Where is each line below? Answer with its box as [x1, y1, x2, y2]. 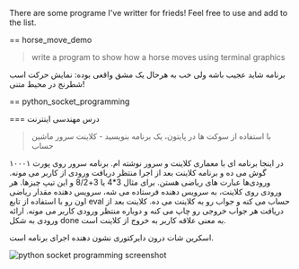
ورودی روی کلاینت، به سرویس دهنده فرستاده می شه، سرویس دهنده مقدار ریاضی [9, 187, 283, 196]
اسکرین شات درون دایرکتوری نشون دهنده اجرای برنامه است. [9, 232, 214, 243]
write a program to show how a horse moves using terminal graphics [31, 52, 286, 62]
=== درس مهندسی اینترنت [9, 114, 101, 124]
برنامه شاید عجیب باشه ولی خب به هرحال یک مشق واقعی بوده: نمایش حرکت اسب [9, 69, 286, 80]
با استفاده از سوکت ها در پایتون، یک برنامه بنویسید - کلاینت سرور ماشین [31, 131, 272, 142]
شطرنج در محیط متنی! [9, 79, 85, 89]
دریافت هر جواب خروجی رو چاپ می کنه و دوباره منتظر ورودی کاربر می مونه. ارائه [9, 205, 285, 216]
